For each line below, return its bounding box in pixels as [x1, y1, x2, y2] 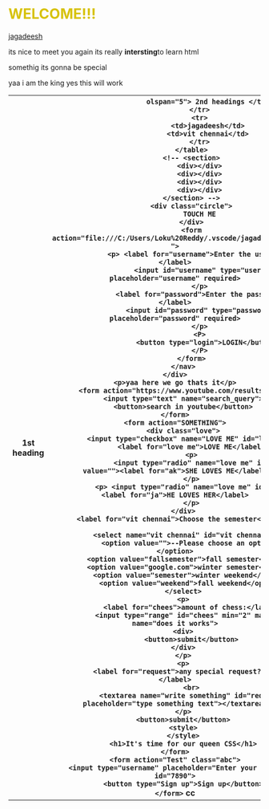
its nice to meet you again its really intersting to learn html [8, 47, 199, 56]
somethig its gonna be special [8, 62, 107, 72]
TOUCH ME [183, 209, 216, 218]
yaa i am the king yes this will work [8, 78, 123, 87]
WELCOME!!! [8, 5, 96, 23]
